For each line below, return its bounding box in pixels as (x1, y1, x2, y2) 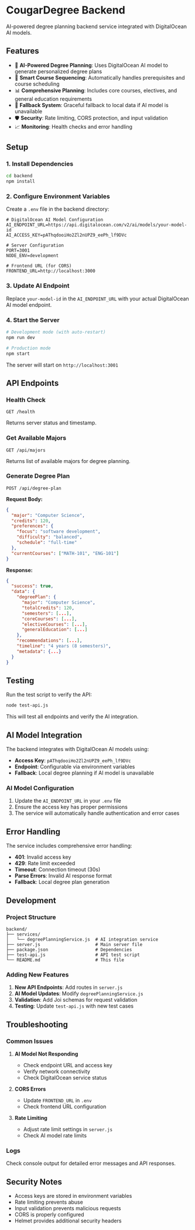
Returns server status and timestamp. (6, 419, 97, 426)
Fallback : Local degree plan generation (14, 879, 110, 886)
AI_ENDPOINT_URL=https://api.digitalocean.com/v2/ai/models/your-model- (6, 222, 187, 228)
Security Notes (6, 1177, 63, 1187)
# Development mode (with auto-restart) (6, 329, 107, 335)
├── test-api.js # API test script (6, 952, 141, 958)
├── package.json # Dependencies (6, 947, 132, 953)
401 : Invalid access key (14, 854, 71, 861)
